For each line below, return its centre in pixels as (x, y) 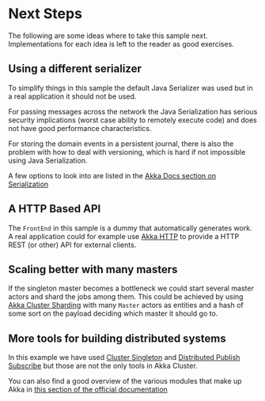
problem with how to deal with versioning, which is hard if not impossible (127, 152)
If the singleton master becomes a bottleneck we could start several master (131, 288)
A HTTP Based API (55, 209)
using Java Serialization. (48, 160)
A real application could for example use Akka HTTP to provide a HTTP (124, 236)
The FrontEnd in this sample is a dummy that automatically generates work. (130, 228)
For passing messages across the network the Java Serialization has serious (133, 111)
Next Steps (45, 14)
